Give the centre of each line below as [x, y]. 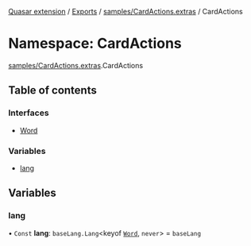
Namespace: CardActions [95, 44]
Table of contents [52, 90]
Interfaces [29, 113]
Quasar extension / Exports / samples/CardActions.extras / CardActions [126, 12]
